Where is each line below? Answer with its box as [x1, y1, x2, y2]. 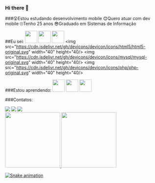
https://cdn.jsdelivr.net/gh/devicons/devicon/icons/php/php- [16, 65, 139, 71]
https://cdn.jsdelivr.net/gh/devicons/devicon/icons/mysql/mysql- [16, 54, 147, 60]
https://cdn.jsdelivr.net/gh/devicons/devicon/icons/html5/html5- [16, 44, 146, 50]
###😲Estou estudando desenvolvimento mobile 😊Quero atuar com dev [5, 16, 151, 22]
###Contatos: [5, 97, 33, 103]
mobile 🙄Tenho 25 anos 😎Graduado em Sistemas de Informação [5, 21, 136, 26]
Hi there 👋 [5, 4, 29, 11]
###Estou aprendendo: [5, 87, 52, 93]
